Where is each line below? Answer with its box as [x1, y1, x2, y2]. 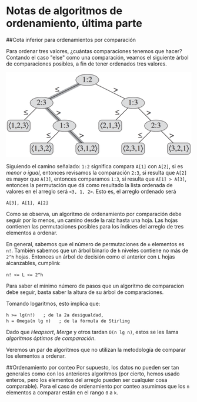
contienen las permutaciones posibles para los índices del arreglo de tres [6, 223, 184, 230]
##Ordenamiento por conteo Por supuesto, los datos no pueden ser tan [6, 364, 179, 371]
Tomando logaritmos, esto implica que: [6, 300, 101, 308]
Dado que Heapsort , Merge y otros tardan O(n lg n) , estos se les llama [6, 329, 179, 336]
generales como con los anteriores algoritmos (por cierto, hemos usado [6, 370, 181, 377]
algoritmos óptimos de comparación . [6, 335, 96, 342]
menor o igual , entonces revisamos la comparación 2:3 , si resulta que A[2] [6, 169, 187, 177]
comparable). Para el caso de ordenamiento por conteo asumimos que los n [6, 383, 190, 390]
